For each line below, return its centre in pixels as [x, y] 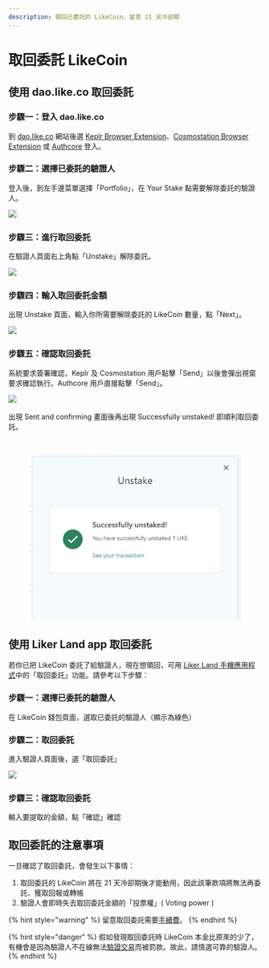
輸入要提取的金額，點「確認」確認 [65, 817]
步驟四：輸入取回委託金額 [58, 295]
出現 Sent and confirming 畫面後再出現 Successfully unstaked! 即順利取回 [130, 417]
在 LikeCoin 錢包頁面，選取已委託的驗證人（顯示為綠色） [102, 717]
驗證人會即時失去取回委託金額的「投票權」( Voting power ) [117, 903]
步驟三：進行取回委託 [49, 237]
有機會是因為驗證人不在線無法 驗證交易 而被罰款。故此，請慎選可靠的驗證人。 [135, 947]
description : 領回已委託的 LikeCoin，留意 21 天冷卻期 [94, 17]
